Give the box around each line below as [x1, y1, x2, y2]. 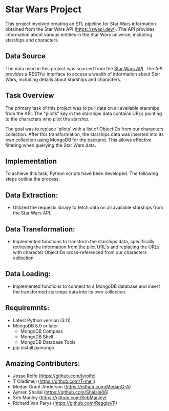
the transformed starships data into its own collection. [12, 288, 127, 295]
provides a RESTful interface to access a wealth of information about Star [5, 71, 160, 77]
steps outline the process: [5, 176, 60, 182]
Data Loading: [5, 269, 51, 278]
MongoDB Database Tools [20, 339, 76, 345]
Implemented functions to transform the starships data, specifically [12, 239, 155, 244]
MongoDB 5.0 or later [12, 322, 58, 329]
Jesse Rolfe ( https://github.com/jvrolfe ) [12, 373, 96, 379]
